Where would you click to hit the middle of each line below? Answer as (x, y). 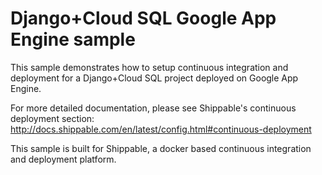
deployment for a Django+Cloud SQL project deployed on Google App (154, 78)
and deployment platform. (63, 159)
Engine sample (73, 39)
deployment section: (52, 118)
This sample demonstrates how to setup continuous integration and (149, 67)
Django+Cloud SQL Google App (143, 18)
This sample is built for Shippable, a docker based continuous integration (161, 148)
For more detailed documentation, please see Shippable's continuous (153, 108)
